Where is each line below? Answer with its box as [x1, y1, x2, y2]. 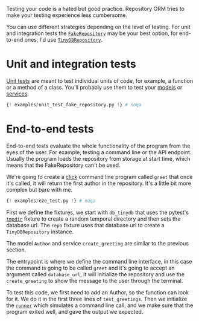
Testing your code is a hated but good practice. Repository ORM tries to [6, 5, 185, 12]
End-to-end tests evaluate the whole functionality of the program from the [6, 142, 191, 149]
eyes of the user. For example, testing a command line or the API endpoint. [6, 148, 192, 156]
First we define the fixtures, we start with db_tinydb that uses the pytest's [6, 209, 189, 216]
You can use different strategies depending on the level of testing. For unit [6, 24, 191, 30]
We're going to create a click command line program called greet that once [6, 173, 193, 180]
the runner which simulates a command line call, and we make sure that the [6, 302, 194, 309]
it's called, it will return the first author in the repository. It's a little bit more [6, 180, 192, 187]
